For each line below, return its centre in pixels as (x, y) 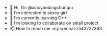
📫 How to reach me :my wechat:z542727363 (56, 28)
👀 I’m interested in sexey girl (38, 13)
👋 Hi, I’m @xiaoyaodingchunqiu (41, 8)
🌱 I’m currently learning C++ (38, 18)
